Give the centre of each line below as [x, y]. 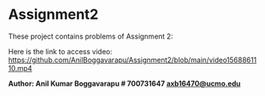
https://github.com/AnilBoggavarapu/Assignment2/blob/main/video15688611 [132, 60]
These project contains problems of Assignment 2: [91, 36]
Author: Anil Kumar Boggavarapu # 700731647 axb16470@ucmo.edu [125, 83]
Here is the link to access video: [60, 51]
